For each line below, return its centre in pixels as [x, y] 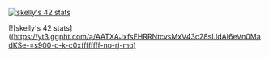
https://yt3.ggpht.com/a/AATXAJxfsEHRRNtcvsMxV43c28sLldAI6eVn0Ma [137, 37]
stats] [63, 28]
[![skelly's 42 [30, 28]
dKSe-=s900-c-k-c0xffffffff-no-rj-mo [71, 45]
